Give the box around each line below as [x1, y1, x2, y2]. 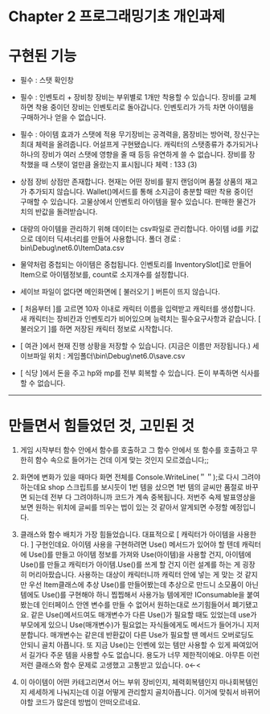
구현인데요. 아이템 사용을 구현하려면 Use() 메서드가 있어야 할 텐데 [35, 540, 240, 549]
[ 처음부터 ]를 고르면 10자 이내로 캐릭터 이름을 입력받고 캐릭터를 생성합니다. [19, 304, 256, 314]
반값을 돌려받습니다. [35, 207, 98, 217]
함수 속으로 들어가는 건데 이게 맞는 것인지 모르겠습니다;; [35, 455, 209, 465]
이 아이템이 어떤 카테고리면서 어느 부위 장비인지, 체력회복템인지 [19, 677, 219, 687]
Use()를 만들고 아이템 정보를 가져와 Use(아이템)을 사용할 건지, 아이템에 [28, 550, 252, 560]
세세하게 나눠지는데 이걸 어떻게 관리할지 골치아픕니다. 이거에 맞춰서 [28, 687, 239, 697]
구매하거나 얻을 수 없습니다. [19, 113, 107, 122]
